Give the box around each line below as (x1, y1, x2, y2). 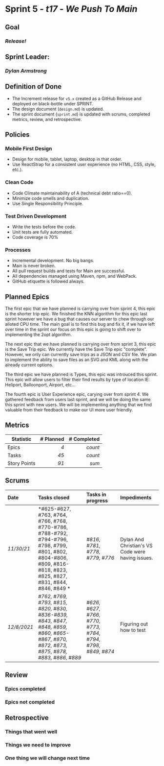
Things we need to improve (5, 742, 71, 748)
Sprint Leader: (5, 52, 50, 61)
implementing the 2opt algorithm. (5, 332, 72, 337)
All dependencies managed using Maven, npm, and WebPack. (12, 273, 137, 279)
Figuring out (120, 621, 148, 627)
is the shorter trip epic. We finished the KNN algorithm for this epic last (5, 311, 147, 317)
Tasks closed (38, 494, 70, 501)
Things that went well (5, 728, 58, 735)
